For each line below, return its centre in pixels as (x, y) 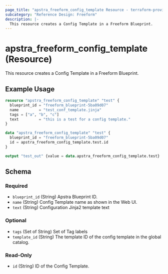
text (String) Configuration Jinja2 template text (61, 208)
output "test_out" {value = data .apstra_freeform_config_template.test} (82, 156)
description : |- (22, 19)
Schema (18, 172)
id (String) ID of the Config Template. (51, 266)
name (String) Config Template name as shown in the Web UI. (75, 202)
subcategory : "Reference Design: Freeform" (51, 15)
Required (16, 186)
